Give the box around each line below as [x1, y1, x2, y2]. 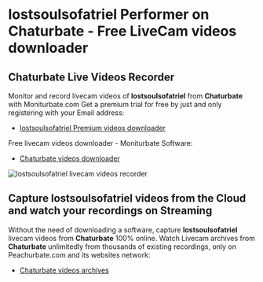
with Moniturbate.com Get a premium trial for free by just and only [8, 100, 222, 109]
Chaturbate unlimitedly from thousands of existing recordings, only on [8, 242, 237, 251]
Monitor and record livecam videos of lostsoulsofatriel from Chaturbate [8, 91, 243, 100]
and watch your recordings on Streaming [8, 204, 213, 217]
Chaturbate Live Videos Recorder [8, 70, 175, 83]
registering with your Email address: [8, 108, 125, 117]
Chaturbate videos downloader [19, 154, 120, 163]
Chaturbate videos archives [19, 265, 110, 275]
